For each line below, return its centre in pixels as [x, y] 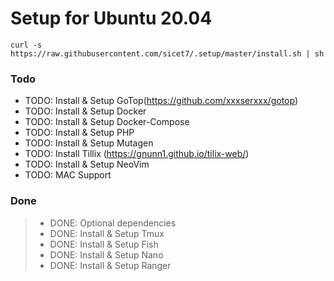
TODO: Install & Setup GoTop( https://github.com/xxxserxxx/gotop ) [161, 101]
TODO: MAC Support [68, 175]
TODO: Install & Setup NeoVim [87, 164]
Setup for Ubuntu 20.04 [111, 18]
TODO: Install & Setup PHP [79, 133]
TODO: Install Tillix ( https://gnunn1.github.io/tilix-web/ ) [137, 154]
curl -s [26, 45]
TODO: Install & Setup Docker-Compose [107, 122]
